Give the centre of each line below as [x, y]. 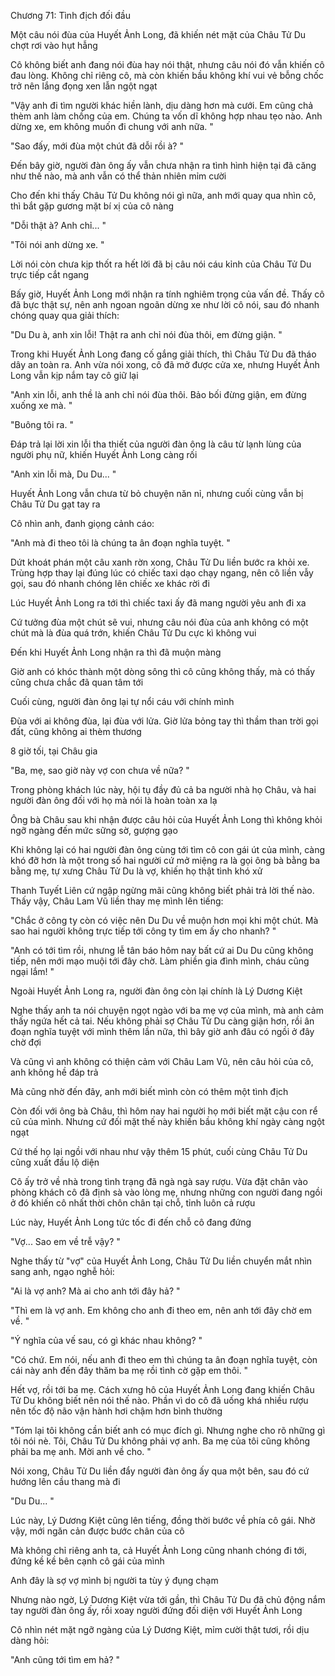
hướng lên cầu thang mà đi [65, 1481]
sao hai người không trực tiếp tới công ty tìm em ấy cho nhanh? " [143, 931]
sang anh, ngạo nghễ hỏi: [62, 1271]
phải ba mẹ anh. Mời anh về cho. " [81, 1451]
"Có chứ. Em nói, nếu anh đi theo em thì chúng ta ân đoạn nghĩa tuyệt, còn [164, 1359]
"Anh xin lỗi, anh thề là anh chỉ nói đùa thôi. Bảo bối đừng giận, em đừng [158, 394]
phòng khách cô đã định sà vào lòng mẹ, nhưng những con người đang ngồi [166, 1192]
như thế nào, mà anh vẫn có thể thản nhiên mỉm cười [118, 176]
